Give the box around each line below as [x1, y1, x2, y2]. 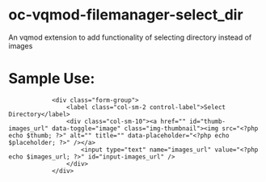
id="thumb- [188, 117, 226, 125]
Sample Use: [8, 70, 95, 88]
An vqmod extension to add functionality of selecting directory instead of [8, 32, 252, 42]
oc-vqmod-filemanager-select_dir [8, 6, 244, 24]
